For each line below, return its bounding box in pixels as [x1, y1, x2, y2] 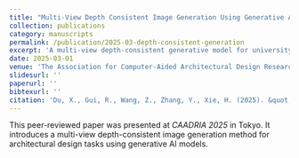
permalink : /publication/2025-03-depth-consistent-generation [9, 37, 245, 47]
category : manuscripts [9, 29, 93, 38]
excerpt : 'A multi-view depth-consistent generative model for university [9, 46, 293, 55]
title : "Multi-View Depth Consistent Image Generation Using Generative [9, 12, 285, 22]
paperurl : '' [9, 79, 58, 88]
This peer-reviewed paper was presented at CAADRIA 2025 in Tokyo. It [9, 120, 271, 130]
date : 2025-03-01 [9, 54, 74, 63]
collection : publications [9, 21, 105, 30]
